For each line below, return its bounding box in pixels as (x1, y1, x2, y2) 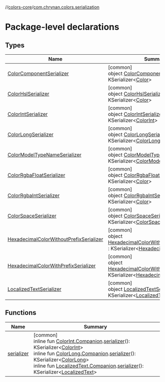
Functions (5, 309, 37, 317)
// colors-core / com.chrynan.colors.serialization (5, 4, 100, 10)
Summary (83, 323, 107, 330)
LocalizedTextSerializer (7, 286, 62, 292)
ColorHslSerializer (7, 91, 50, 97)
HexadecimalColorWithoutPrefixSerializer (7, 236, 104, 243)
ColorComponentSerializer (7, 70, 69, 77)
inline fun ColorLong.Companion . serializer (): (33, 350, 136, 357)
